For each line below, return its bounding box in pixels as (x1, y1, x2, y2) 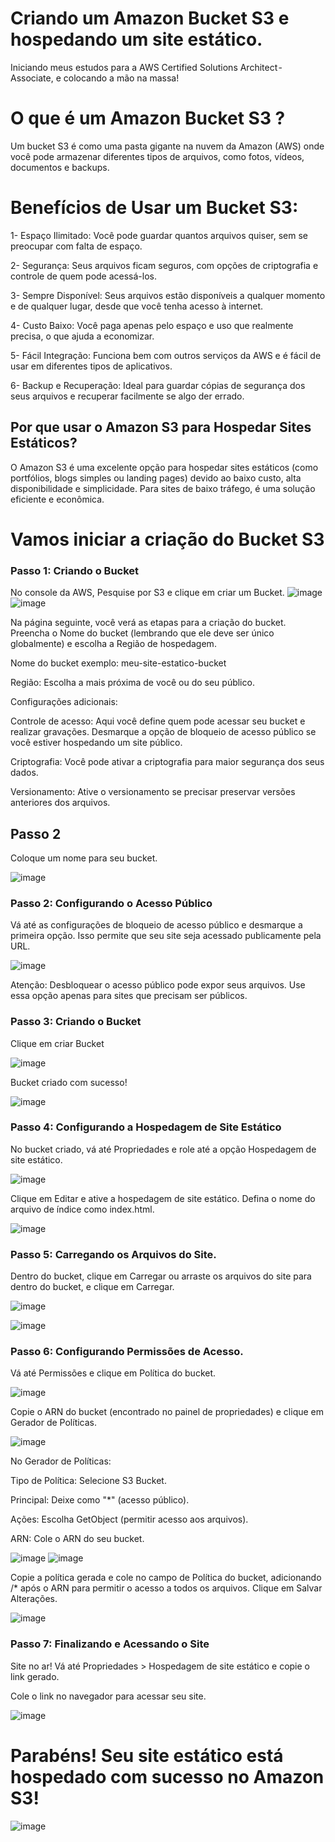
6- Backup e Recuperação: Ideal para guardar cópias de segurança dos (10, 379, 306, 391)
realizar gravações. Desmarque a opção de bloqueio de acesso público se (10, 726, 317, 738)
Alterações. (10, 1593, 58, 1605)
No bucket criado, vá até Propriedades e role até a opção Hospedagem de (10, 1143, 317, 1155)
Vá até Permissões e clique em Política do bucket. (10, 1367, 217, 1379)
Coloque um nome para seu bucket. (10, 852, 158, 864)
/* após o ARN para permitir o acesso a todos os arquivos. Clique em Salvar (10, 1582, 323, 1594)
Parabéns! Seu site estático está (10, 1744, 284, 1767)
